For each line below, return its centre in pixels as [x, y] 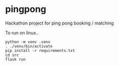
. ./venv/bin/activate [29, 46]
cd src [12, 55]
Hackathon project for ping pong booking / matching [59, 23]
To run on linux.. [22, 32]
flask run [16, 59]
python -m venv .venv [28, 42]
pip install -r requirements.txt [40, 50]
